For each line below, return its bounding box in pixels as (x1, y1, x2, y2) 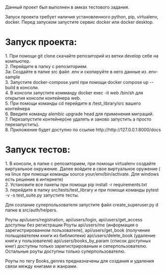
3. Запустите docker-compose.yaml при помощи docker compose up (5, 79, 149, 85)
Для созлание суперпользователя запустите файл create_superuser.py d (5, 202, 159, 207)
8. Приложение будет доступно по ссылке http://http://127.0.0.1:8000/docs (5, 127, 161, 133)
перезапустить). (5, 121, 40, 127)
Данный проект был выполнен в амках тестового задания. (5, 4, 130, 10)
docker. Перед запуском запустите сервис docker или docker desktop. (5, 19, 154, 25)
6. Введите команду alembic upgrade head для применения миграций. (5, 111, 154, 117)
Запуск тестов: (5, 144, 70, 155)
